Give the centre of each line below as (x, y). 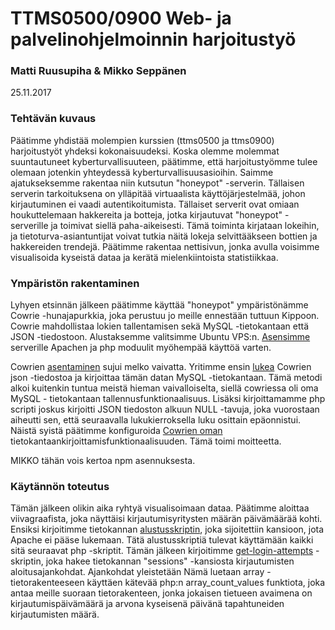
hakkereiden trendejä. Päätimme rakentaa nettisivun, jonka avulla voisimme (165, 246)
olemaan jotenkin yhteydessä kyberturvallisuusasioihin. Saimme (142, 172)
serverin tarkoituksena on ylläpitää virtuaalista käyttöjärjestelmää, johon (158, 193)
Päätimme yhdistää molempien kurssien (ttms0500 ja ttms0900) (142, 140)
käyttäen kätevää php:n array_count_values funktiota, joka (206, 583)
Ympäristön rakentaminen (75, 283)
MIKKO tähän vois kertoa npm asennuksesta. (103, 461)
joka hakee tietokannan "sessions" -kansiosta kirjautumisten (170, 561)
